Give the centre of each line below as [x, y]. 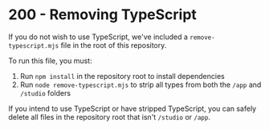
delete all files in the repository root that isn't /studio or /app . [110, 116]
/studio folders [45, 93]
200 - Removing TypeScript [102, 15]
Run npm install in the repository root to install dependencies [122, 76]
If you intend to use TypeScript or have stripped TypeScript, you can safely [132, 108]
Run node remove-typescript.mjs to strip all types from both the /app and [141, 85]
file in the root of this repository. [114, 45]
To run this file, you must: [50, 61]
